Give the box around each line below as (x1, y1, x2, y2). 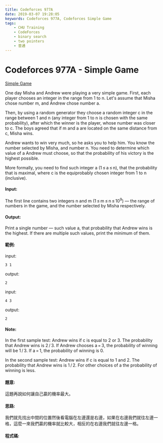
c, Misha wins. (5, 130, 34, 136)
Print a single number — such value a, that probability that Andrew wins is (5, 225, 153, 231)
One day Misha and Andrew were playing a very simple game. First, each (5, 90, 151, 95)
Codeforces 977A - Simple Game (5, 64, 139, 75)
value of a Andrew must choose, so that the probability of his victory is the (5, 150, 154, 156)
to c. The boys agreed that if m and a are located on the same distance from (5, 125, 157, 131)
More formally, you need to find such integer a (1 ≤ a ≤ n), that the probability (5, 165, 158, 170)
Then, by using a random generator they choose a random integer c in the (5, 110, 153, 115)
